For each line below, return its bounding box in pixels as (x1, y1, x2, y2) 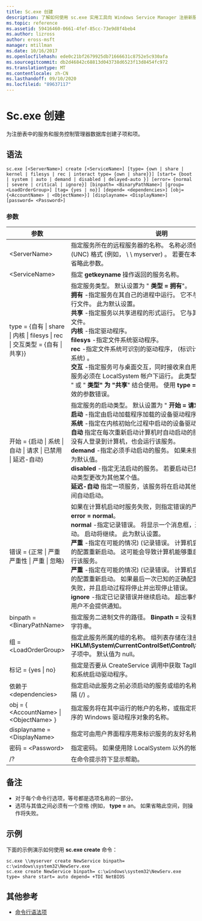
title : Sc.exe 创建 (6, 8, 54, 15)
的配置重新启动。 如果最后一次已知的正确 (71, 575, 188, 583)
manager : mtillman (6, 43, 52, 49)
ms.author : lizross (6, 31, 55, 37)
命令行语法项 (14, 908, 47, 916)
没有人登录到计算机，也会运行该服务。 (71, 437, 180, 445)
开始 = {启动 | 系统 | (9, 437, 64, 445)
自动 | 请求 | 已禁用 (9, 446, 62, 454)
